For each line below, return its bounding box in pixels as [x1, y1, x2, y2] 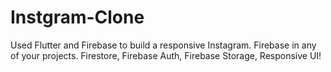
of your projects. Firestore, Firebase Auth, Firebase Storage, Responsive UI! [10, 49, 322, 61]
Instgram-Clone [10, 6, 145, 29]
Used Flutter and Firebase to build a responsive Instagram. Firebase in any [10, 39, 317, 51]
